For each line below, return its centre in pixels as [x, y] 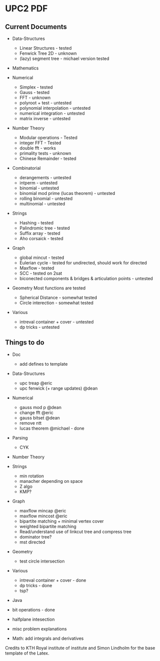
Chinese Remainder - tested [48, 158]
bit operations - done [34, 610]
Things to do [25, 343]
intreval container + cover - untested [57, 322]
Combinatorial [26, 168]
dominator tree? [36, 536]
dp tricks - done [36, 585]
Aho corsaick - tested [41, 238]
